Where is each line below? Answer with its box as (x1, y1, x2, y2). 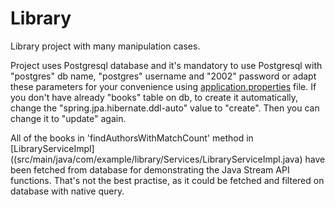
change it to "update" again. (10, 112, 127, 124)
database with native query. (10, 185, 125, 197)
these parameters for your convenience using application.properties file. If (10, 80, 317, 92)
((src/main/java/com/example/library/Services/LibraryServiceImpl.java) (10, 153, 303, 165)
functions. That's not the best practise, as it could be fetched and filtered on (10, 174, 325, 186)
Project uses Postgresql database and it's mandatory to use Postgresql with (10, 59, 323, 71)
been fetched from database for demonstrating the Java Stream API (10, 163, 290, 176)
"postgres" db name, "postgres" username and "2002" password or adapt (10, 70, 317, 82)
